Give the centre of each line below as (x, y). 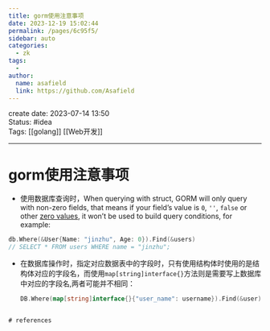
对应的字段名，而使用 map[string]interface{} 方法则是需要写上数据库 (148, 274)
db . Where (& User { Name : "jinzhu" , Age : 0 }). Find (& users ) (102, 240)
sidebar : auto (32, 38)
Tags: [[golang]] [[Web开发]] (55, 132)
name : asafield (41, 83)
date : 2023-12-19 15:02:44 (53, 23)
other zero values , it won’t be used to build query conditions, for (126, 216)
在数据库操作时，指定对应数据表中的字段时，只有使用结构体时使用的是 (136, 263)
